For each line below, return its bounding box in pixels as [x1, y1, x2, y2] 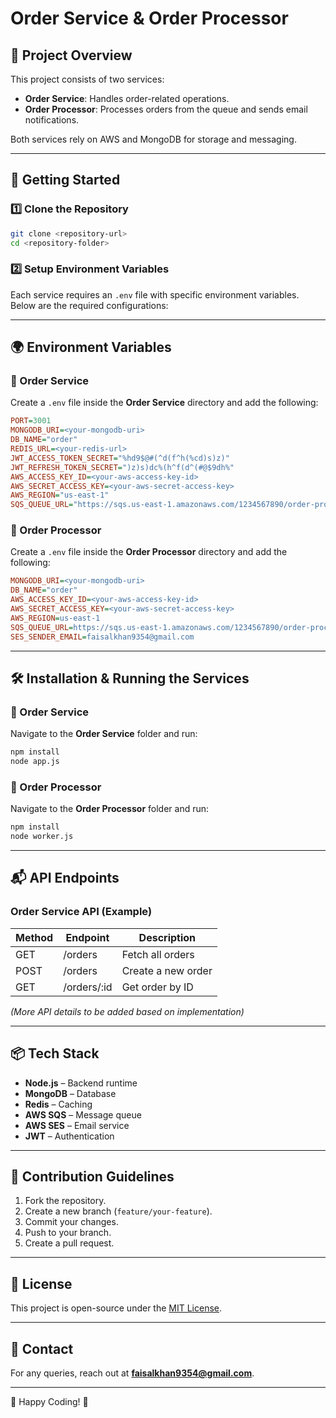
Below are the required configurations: [10, 299, 169, 311]
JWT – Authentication [24, 1130, 115, 1142]
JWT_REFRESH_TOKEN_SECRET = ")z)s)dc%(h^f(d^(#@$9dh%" [10, 462, 235, 472]
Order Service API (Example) [10, 905, 153, 919]
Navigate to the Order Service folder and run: [10, 728, 198, 740]
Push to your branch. [24, 1227, 112, 1239]
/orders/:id [63, 980, 113, 994]
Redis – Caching [24, 1098, 93, 1110]
